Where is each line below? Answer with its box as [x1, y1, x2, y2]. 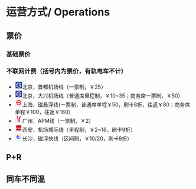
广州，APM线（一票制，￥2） [22, 117, 94, 124]
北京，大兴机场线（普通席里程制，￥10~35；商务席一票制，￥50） [22, 92, 184, 99]
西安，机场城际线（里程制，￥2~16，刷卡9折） [22, 126, 136, 133]
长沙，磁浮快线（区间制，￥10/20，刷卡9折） [22, 135, 133, 142]
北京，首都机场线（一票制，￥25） [22, 83, 106, 90]
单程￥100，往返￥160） [14, 108, 74, 115]
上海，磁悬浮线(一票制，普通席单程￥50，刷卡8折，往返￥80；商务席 [22, 101, 191, 108]
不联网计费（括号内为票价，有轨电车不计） [6, 67, 128, 76]
